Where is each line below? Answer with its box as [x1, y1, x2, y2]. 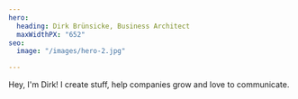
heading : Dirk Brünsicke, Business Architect [16, 22, 191, 31]
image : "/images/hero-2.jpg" [16, 47, 126, 56]
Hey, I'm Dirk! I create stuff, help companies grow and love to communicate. [8, 79, 290, 90]
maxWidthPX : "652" [16, 30, 86, 39]
